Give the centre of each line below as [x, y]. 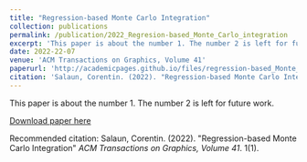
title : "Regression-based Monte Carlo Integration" [110, 18]
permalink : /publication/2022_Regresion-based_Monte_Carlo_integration [148, 35]
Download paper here [50, 120]
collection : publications [58, 26]
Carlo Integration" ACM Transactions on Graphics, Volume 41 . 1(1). [134, 147]
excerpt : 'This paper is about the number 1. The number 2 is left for [148, 43]
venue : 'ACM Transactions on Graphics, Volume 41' [108, 60]
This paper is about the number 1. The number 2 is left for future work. [142, 103]
